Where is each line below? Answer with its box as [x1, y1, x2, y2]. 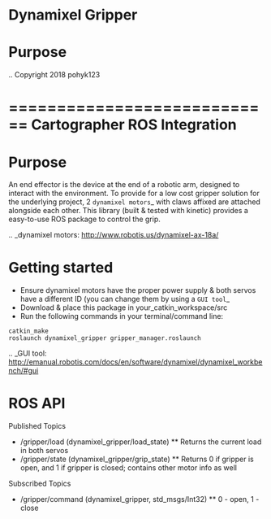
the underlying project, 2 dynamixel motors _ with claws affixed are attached [8, 197, 261, 207]
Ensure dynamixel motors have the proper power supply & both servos [19, 286, 256, 295]
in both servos [19, 446, 69, 456]
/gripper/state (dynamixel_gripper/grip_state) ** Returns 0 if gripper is [19, 454, 254, 464]
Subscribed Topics [8, 478, 71, 489]
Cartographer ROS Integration [31, 116, 237, 134]
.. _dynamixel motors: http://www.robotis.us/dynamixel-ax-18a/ [8, 230, 219, 240]
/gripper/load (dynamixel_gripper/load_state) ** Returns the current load [19, 437, 262, 447]
